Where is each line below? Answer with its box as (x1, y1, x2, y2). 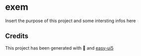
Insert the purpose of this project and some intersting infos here (5, 18, 136, 24)
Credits (5, 32, 29, 40)
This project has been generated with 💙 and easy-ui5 (5, 45, 114, 51)
